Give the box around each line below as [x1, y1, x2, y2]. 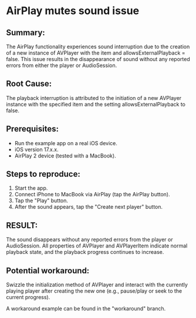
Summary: [6, 28, 45, 38]
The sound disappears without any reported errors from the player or [6, 236, 173, 243]
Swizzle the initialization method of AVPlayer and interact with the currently [6, 281, 188, 289]
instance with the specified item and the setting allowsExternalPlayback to [6, 101, 186, 108]
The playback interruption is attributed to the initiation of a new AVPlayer [6, 94, 182, 101]
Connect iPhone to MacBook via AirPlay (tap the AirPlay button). [14, 191, 170, 198]
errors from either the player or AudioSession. [6, 62, 117, 69]
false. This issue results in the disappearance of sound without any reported [6, 56, 190, 62]
